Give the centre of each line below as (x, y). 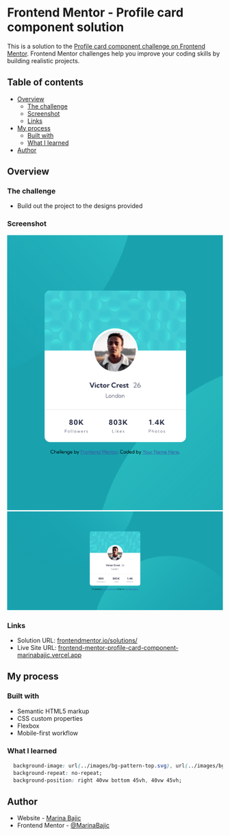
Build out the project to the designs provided (80, 206)
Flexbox (28, 725)
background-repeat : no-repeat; (58, 773)
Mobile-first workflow (48, 733)
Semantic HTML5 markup (53, 711)
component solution (66, 27)
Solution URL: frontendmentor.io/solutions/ (77, 640)
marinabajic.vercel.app (49, 655)
